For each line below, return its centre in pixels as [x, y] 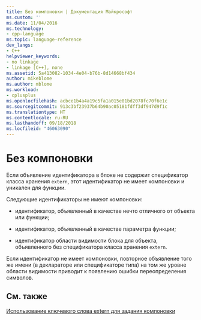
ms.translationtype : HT [36, 112]
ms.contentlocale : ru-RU [37, 117]
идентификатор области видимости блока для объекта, [86, 240]
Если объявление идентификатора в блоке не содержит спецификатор [97, 175]
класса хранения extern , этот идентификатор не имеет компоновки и [95, 181]
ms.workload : [22, 90]
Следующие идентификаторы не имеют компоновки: [74, 199]
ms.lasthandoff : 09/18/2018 [41, 123]
